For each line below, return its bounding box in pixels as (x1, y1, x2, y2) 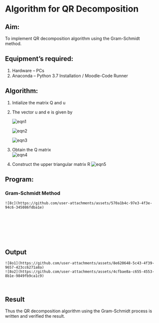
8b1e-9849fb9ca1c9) (5, 274, 44, 278)
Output (5, 248, 27, 256)
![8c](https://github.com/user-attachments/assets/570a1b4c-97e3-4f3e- (5, 201, 152, 206)
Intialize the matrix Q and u (12, 99, 66, 105)
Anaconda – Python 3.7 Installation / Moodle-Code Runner (12, 73, 128, 79)
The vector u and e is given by (12, 109, 72, 115)
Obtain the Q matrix (12, 146, 51, 152)
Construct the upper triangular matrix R (12, 161, 90, 167)
